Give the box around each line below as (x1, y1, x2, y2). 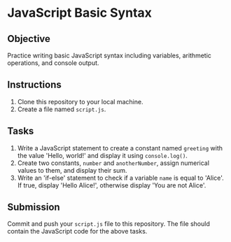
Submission (7, 201, 61, 213)
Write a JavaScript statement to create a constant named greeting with (17, 143, 223, 152)
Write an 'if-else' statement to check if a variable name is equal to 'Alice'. (17, 173, 224, 182)
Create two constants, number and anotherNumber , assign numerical (17, 159, 210, 167)
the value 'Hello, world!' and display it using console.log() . (17, 151, 188, 159)
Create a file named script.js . (17, 105, 106, 113)
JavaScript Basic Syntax (7, 5, 153, 21)
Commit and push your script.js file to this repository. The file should (7, 220, 210, 228)
